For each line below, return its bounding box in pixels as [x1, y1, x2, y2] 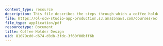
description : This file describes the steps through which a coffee [5, 11, 147, 16]
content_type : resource [5, 7, 53, 12]
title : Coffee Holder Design [5, 29, 64, 34]
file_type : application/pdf [5, 20, 62, 25]
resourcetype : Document [5, 25, 53, 30]
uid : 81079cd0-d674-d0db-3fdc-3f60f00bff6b [5, 34, 95, 39]
